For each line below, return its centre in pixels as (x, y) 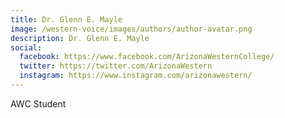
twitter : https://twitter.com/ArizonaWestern (116, 66)
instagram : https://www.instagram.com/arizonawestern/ (136, 76)
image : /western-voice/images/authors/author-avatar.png (131, 29)
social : (26, 47)
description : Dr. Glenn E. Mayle (80, 38)
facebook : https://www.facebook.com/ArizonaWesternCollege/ (147, 57)
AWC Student (38, 103)
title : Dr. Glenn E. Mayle (66, 19)
